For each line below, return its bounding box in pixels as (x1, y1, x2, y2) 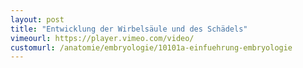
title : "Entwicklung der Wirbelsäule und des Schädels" (10, 24, 248, 34)
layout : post (10, 14, 65, 25)
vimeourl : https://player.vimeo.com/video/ (10, 33, 195, 43)
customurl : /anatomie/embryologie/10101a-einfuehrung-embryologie (10, 42, 293, 53)
